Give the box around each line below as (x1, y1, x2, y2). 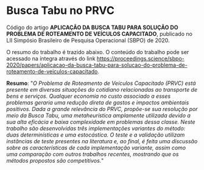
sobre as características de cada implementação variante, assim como (6, 144, 186, 151)
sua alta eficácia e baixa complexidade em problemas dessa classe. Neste (6, 118, 196, 125)
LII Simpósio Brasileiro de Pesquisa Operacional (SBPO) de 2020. (6, 36, 170, 44)
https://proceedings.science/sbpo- (96, 55, 185, 62)
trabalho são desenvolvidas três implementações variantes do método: (6, 124, 186, 132)
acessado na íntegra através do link (6, 55, 96, 62)
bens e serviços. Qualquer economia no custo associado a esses (6, 92, 171, 100)
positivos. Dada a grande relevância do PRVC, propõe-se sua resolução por (6, 105, 198, 112)
